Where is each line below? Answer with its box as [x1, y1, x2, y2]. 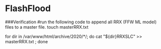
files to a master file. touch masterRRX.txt [5, 24, 89, 30]
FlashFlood [5, 3, 51, 14]
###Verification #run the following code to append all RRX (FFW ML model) [5, 19, 157, 25]
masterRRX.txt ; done [5, 38, 48, 44]
